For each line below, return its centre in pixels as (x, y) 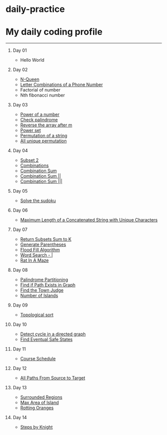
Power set (30, 130)
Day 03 (20, 105)
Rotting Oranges (37, 408)
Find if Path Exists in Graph (48, 285)
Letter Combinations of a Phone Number (61, 85)
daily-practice (35, 9)
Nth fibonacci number (42, 95)
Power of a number (40, 114)
